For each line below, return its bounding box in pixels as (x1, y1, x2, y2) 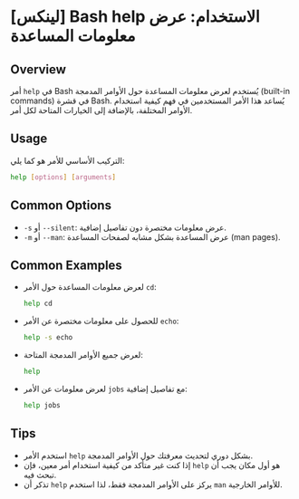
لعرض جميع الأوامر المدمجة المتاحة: (23, 350, 143, 360)
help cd (23, 299, 53, 309)
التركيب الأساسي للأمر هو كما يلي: (10, 155, 125, 166)
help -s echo (23, 333, 73, 342)
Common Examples (10, 257, 123, 273)
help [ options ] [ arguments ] (10, 172, 117, 182)
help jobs (23, 400, 62, 409)
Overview (10, 62, 67, 77)
